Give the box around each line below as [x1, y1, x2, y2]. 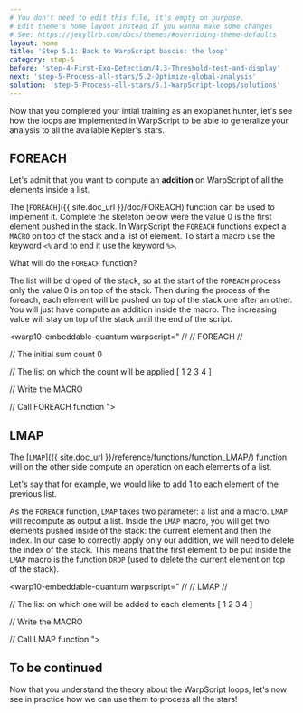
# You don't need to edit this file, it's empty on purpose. [9, 13, 245, 23]
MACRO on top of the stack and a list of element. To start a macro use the [9, 231, 276, 242]
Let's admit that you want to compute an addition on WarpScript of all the [9, 175, 284, 185]
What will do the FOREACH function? [9, 258, 137, 269]
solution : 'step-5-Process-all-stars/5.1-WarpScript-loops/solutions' [9, 81, 281, 90]
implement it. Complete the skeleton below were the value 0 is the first [9, 212, 272, 223]
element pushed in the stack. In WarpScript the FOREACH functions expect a [9, 221, 287, 232]
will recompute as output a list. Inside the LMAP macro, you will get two [9, 516, 270, 527]
